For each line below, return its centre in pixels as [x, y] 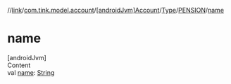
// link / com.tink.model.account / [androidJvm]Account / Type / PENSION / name [115, 10]
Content [19, 65]
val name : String [31, 72]
